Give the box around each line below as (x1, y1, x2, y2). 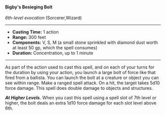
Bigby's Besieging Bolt (5, 4, 53, 10)
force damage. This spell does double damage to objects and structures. (5, 85, 153, 91)
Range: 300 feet (12, 35, 46, 40)
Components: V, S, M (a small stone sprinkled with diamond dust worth (12, 39, 158, 45)
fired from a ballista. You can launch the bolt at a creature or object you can (5, 75, 159, 81)
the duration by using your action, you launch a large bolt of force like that (5, 70, 156, 76)
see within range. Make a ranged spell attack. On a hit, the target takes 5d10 (5, 80, 160, 86)
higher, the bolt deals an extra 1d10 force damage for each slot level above (5, 100, 157, 106)
